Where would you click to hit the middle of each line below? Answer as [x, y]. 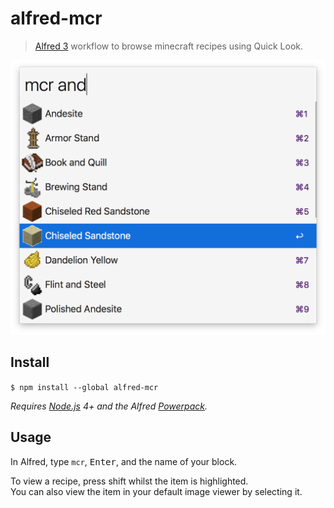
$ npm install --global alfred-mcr [84, 387]
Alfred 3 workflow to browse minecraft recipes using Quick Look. [169, 46]
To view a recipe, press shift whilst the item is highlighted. [129, 481]
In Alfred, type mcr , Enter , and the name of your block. [124, 461]
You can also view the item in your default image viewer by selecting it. [156, 491]
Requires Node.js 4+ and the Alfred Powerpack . [109, 406]
